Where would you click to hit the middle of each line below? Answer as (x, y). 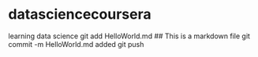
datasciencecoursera (80, 14)
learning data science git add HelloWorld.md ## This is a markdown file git (129, 36)
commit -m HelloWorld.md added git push (76, 44)
